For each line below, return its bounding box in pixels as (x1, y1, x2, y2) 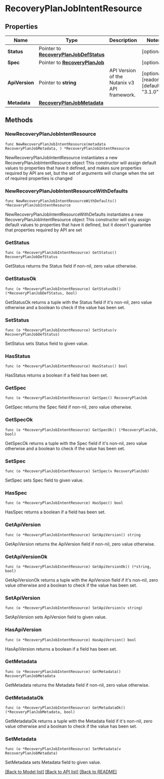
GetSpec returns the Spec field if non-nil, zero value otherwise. (5, 404, 132, 410)
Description (109, 37, 138, 43)
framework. (109, 91, 136, 98)
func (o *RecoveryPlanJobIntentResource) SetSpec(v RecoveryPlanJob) (5, 469, 150, 474)
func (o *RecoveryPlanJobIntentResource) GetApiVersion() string (5, 532, 141, 537)
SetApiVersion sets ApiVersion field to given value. (5, 614, 107, 620)
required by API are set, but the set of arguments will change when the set (5, 170, 155, 176)
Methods (5, 116, 33, 125)
